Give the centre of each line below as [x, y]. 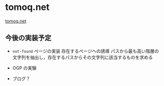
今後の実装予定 [28, 38]
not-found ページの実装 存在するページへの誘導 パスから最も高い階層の [85, 51]
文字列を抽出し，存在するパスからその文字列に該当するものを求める [82, 57]
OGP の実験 [24, 68]
